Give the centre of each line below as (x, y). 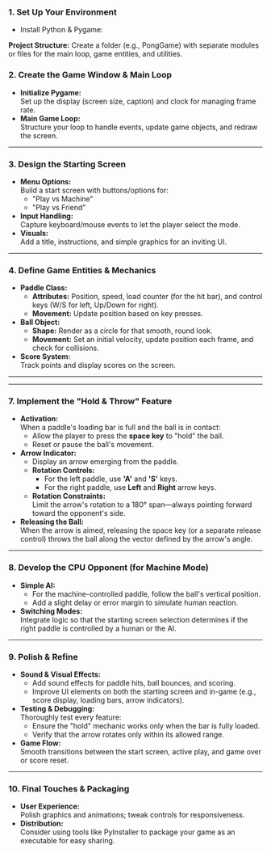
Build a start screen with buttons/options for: (94, 190)
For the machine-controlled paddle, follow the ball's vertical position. (146, 593)
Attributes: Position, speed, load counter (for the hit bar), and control (147, 297)
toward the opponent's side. (79, 513)
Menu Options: (46, 181)
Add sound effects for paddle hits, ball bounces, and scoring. (134, 683)
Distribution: (42, 824)
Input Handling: (47, 216)
